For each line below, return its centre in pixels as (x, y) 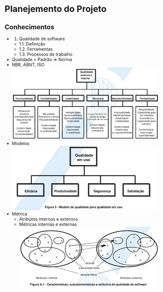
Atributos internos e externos (48, 219)
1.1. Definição (32, 44)
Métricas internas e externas (48, 224)
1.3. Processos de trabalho (46, 54)
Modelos (21, 143)
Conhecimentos (29, 27)
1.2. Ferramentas (36, 49)
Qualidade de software (42, 39)
